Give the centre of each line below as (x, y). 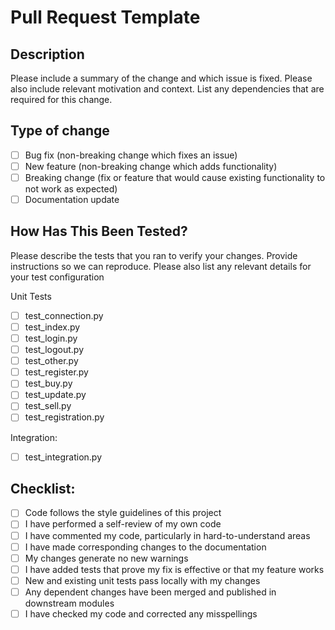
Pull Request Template (105, 17)
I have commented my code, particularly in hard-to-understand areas (167, 535)
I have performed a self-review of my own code (123, 524)
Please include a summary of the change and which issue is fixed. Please (161, 78)
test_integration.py (63, 457)
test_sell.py (48, 406)
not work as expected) (71, 189)
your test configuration (57, 277)
